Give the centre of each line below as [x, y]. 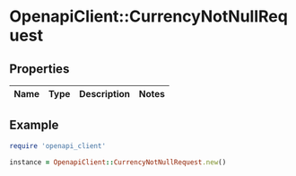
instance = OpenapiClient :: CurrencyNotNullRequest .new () [118, 162]
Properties [39, 69]
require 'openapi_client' [57, 145]
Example [34, 125]
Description [104, 94]
